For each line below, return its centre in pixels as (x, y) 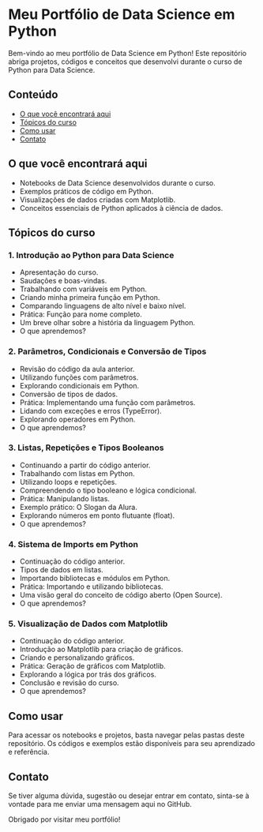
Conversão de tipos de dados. (69, 394)
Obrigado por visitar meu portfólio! (64, 819)
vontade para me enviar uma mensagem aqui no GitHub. (100, 804)
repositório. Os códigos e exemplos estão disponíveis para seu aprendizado (131, 744)
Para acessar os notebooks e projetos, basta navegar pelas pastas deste (126, 735)
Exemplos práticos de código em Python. (86, 191)
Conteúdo (33, 95)
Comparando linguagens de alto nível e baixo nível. (103, 306)
